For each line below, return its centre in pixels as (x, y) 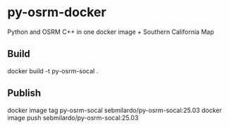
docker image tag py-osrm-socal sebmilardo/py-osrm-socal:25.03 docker (114, 110)
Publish (24, 93)
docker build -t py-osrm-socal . (53, 70)
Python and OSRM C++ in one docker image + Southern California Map (111, 32)
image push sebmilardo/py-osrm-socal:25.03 (73, 118)
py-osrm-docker (57, 12)
